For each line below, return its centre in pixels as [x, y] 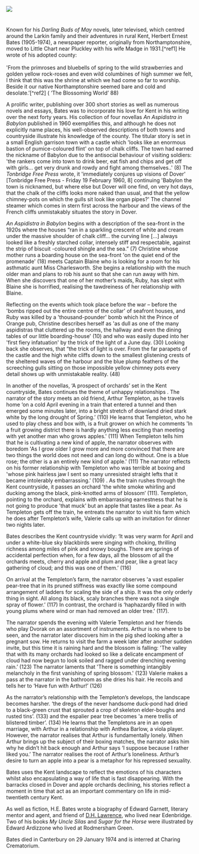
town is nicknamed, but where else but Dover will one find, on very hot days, [100, 187]
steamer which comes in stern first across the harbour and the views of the [98, 206]
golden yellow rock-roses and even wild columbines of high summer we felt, [99, 74]
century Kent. [47, 797]
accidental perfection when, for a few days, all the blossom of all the [90, 555]
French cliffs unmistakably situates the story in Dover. [72, 212]
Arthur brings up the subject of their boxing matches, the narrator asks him [98, 742]
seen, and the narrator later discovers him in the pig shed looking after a [94, 635]
